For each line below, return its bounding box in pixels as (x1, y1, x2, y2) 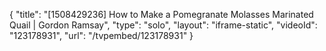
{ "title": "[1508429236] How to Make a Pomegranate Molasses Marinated (9, 9, 314, 20)
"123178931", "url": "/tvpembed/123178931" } (9, 30, 194, 41)
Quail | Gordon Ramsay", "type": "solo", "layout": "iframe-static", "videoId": (9, 19, 318, 31)
